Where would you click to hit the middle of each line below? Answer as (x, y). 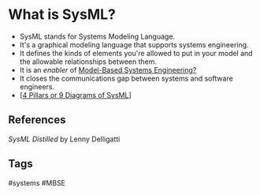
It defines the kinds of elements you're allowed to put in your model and (136, 53)
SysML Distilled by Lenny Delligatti (64, 139)
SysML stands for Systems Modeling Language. (97, 36)
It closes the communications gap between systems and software (126, 78)
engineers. (37, 86)
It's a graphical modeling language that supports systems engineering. (134, 44)
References (37, 120)
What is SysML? (62, 15)
